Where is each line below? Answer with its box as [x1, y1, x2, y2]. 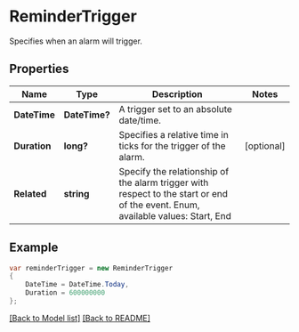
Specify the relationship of [118, 165, 230, 177]
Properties [9, 61, 69, 77]
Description [151, 87, 203, 100]
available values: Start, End [118, 209, 231, 222]
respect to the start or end [118, 187, 229, 199]
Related [13, 187, 47, 199]
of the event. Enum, [118, 198, 200, 211]
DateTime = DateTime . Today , [25, 280, 129, 289]
